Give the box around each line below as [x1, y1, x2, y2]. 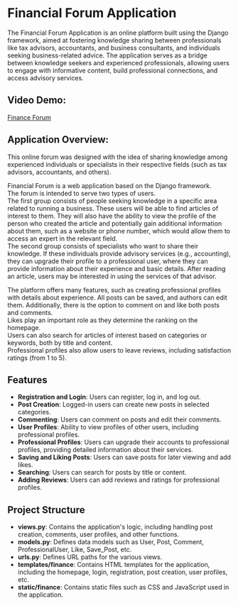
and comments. [7, 308, 53, 316]
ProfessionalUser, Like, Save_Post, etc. [17, 545, 132, 554]
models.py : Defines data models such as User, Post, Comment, [17, 538, 205, 546]
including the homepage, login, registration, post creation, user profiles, [17, 568, 228, 576]
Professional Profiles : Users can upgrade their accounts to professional [17, 438, 229, 446]
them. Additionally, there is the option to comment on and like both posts [7, 300, 220, 309]
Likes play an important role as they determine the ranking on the [7, 316, 198, 324]
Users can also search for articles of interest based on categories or [7, 331, 207, 339]
